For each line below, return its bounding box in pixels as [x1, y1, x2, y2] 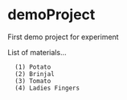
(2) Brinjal [14, 70, 55, 78]
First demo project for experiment [7, 32, 119, 42]
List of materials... [7, 47, 67, 57]
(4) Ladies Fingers [14, 84, 80, 92]
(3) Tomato [14, 77, 51, 85]
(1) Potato [14, 62, 51, 71]
